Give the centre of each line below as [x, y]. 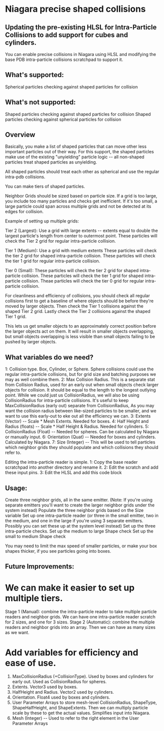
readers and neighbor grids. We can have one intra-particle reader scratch [80, 617]
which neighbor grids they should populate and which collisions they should [82, 448]
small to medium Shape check [35, 536]
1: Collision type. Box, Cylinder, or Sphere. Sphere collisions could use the [80, 369]
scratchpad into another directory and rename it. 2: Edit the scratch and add [82, 467]
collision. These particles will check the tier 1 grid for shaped [82, 276]
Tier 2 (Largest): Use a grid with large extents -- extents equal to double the [82, 231]
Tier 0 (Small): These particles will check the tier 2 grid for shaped [72, 271]
